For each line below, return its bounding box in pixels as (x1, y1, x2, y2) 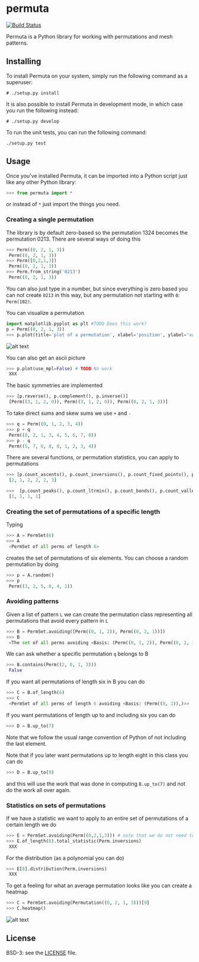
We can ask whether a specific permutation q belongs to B (6, 650, 149, 658)
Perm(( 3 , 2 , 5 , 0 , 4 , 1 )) (8, 583, 73, 589)
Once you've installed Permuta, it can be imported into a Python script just (6, 172, 188, 179)
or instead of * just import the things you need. (6, 201, 120, 208)
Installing (6, 56, 41, 67)
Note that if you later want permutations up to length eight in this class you (6, 751, 188, 759)
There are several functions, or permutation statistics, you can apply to (6, 454, 179, 461)
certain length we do (6, 821, 57, 828)
